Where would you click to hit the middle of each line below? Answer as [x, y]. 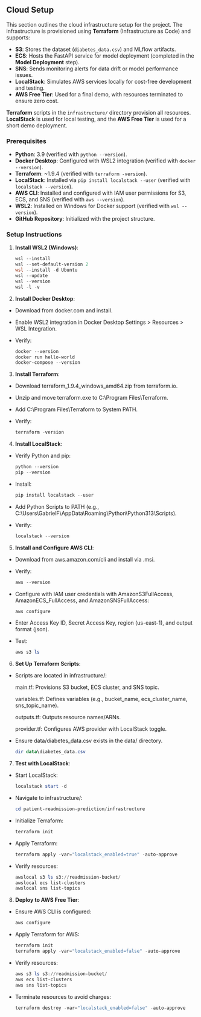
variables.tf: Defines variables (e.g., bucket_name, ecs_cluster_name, [101, 699]
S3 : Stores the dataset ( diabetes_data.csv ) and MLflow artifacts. [95, 49]
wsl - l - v [27, 287]
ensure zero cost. [37, 101]
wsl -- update [31, 276]
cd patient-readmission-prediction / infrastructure [80, 809]
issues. [24, 75]
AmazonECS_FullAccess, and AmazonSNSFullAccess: [82, 600]
